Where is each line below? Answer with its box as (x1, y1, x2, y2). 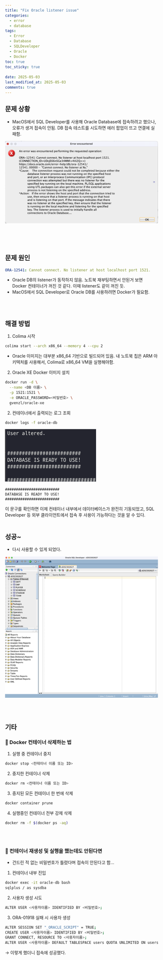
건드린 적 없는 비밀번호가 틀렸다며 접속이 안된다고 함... (12, 860, 114, 865)
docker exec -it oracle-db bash (5, 880, 70, 885)
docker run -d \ (5, 380, 38, 385)
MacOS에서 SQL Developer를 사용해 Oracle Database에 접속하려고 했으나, (12, 118, 156, 124)
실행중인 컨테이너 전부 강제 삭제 (12, 810, 72, 816)
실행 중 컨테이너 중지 (12, 751, 51, 757)
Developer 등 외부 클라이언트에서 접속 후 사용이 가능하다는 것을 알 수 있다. (5, 512, 146, 518)
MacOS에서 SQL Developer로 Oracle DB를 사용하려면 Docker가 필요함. (12, 289, 150, 295)
